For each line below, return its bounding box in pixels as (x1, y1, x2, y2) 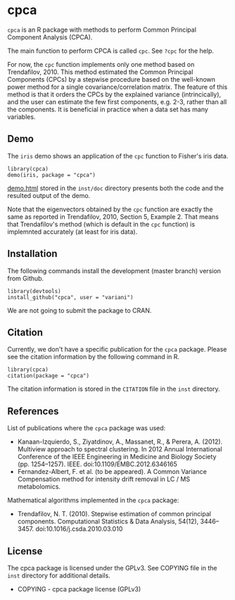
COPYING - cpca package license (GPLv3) (17, 585, 141, 593)
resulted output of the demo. (7, 191, 91, 199)
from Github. (7, 274, 44, 282)
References (7, 405, 59, 417)
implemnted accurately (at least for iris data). (7, 227, 138, 236)
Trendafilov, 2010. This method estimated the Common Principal (7, 68, 193, 76)
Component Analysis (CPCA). (7, 32, 93, 41)
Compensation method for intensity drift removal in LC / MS (17, 475, 191, 484)
